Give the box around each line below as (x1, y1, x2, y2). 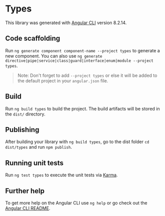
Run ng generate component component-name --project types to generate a (5, 47, 160, 53)
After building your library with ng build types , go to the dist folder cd (5, 139, 149, 145)
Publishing (5, 125, 40, 134)
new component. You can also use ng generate (5, 53, 103, 59)
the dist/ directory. (5, 111, 46, 117)
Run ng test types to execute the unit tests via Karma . (5, 172, 118, 178)
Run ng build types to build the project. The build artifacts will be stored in (5, 105, 160, 112)
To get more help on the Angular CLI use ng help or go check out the (5, 200, 147, 206)
